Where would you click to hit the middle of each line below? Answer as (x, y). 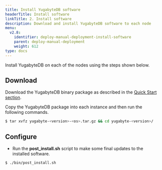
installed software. (31, 154)
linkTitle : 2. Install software (38, 19)
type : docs (16, 51)
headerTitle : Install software (37, 14)
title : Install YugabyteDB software (43, 10)
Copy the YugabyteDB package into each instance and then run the (74, 107)
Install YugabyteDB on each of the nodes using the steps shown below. (77, 65)
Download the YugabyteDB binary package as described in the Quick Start (81, 92)
